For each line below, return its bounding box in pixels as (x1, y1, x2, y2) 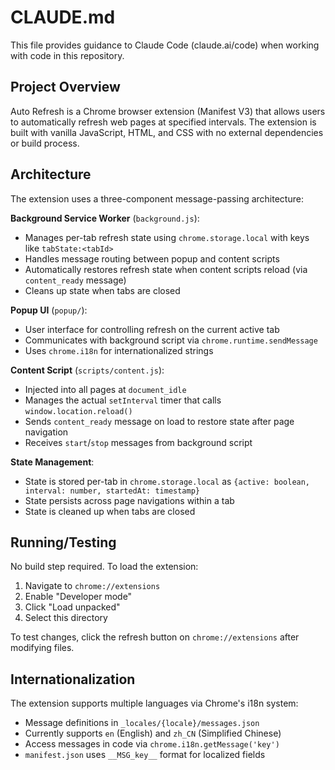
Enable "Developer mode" (24, 591, 133, 603)
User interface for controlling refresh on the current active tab (24, 323, 280, 335)
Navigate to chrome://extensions (24, 580, 161, 592)
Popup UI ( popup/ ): (10, 304, 88, 316)
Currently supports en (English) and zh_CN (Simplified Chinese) (24, 727, 282, 740)
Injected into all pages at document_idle (24, 383, 187, 395)
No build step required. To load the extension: (10, 561, 199, 573)
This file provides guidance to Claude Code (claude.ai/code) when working (10, 39, 320, 51)
